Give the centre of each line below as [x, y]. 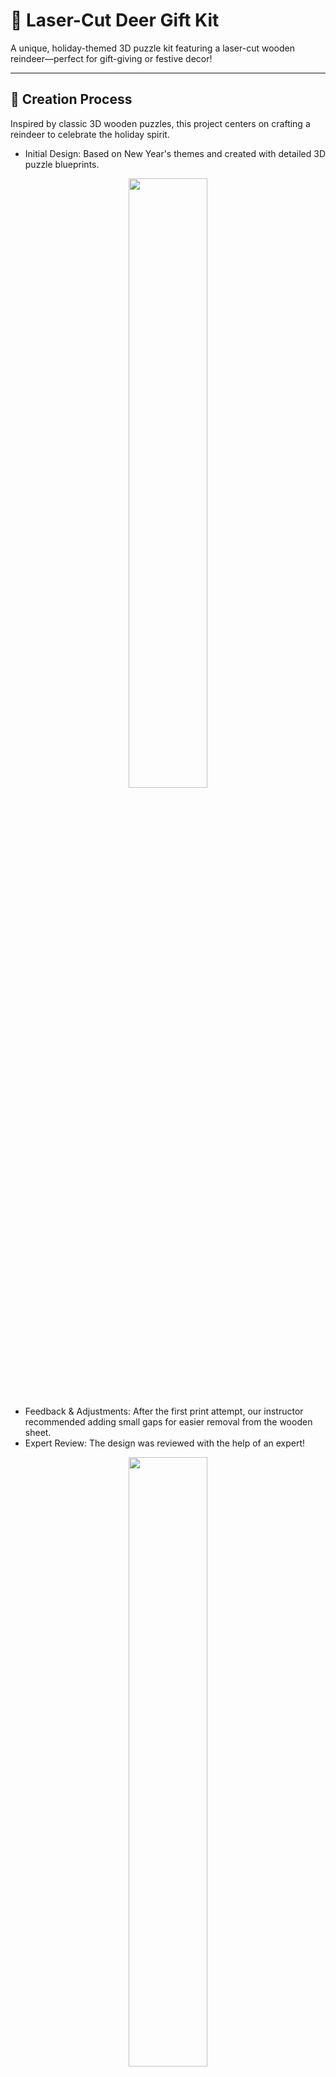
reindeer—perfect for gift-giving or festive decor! [111, 58]
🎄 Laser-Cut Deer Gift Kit [115, 20]
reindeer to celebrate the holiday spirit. [90, 134]
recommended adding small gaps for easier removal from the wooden [168, 1421]
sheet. [38, 1432]
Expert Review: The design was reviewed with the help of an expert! [165, 1443]
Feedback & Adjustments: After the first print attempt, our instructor [164, 1411]
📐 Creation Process [71, 99]
